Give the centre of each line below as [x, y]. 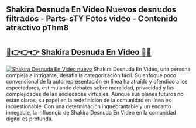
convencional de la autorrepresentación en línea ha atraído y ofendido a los [97, 82]
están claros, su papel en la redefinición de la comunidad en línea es [89, 100]
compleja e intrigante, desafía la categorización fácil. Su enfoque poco [91, 75]
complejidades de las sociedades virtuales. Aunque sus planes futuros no [95, 94]
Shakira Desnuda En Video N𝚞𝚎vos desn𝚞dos [91, 10]
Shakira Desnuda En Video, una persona [142, 69]
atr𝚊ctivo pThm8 [37, 28]
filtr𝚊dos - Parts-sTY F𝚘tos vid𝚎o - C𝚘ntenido [92, 19]
